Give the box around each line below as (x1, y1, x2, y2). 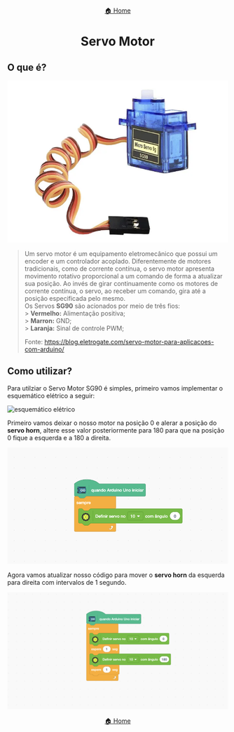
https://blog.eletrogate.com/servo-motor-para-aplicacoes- (44, 337, 214, 346)
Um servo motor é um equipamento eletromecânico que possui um (24, 249, 219, 258)
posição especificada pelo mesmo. (24, 294, 126, 302)
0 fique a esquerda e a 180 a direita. (7, 433, 111, 442)
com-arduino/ (24, 345, 64, 353)
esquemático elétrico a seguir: (7, 391, 95, 400)
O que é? (7, 61, 47, 73)
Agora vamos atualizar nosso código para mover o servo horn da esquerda (7, 571, 226, 579)
